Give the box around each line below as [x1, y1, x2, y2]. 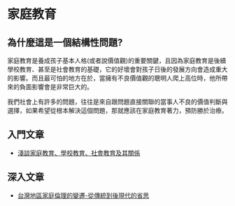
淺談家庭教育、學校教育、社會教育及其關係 [17, 149, 141, 157]
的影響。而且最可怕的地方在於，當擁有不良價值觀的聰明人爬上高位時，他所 [7, 74, 222, 82]
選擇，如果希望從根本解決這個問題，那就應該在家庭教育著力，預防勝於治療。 [7, 107, 228, 114]
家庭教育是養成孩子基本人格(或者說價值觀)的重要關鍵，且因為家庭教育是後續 [7, 57, 227, 64]
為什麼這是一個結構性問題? [7, 36, 123, 48]
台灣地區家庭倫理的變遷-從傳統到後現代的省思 [17, 191, 150, 200]
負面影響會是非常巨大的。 [19, 83, 93, 91]
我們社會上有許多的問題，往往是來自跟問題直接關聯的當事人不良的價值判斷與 [7, 97, 228, 106]
